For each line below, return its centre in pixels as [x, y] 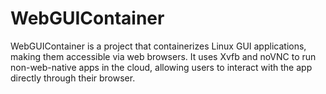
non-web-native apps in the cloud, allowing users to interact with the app [161, 67]
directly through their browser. [73, 78]
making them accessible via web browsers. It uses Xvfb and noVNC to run [163, 56]
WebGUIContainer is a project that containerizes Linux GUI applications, [158, 46]
